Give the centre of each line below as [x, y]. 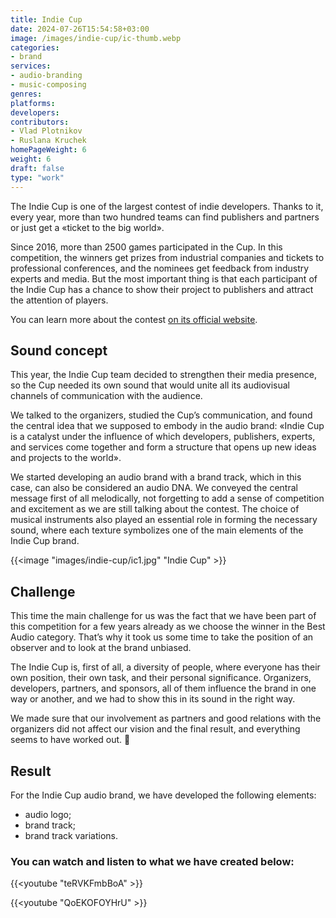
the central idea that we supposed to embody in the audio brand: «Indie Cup [167, 426]
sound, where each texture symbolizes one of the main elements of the [157, 530]
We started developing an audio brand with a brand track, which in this [156, 477]
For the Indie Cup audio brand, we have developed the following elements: [163, 795]
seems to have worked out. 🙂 [70, 740]
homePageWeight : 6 [48, 150]
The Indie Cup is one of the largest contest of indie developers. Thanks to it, [167, 206]
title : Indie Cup [46, 19]
